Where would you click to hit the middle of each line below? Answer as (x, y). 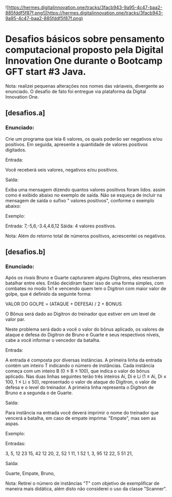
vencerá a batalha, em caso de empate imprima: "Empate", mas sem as (81, 418)
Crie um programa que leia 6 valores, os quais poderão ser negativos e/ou (84, 139)
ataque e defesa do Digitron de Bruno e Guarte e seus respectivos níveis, (83, 335)
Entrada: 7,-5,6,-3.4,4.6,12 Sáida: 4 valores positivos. (61, 226)
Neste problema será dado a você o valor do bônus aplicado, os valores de (85, 329)
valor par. (15, 319)
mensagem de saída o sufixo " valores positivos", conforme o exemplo (80, 200)
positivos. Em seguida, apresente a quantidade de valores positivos (77, 144)
